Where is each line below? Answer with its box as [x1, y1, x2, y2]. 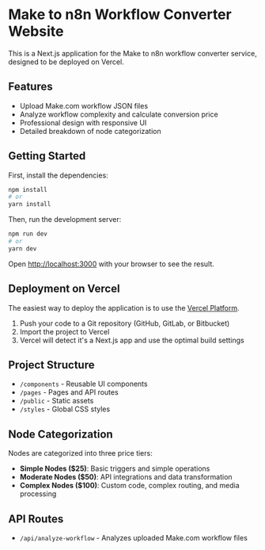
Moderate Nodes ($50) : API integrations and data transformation [19, 472, 233, 482]
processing [19, 489, 57, 498]
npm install [8, 185, 47, 193]
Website [8, 22, 64, 40]
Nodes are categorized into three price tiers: [8, 449, 153, 458]
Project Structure [8, 358, 95, 372]
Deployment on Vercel [8, 282, 120, 296]
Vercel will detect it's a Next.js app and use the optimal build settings [19, 335, 244, 345]
